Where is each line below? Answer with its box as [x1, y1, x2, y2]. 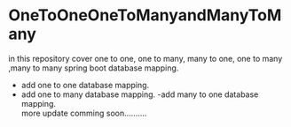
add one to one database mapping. [20, 79, 150, 90]
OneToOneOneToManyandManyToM [8, 5, 282, 26]
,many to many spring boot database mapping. [8, 63, 179, 73]
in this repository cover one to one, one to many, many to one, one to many [8, 53, 283, 63]
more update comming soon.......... [20, 108, 147, 118]
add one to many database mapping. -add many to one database [20, 89, 259, 100]
